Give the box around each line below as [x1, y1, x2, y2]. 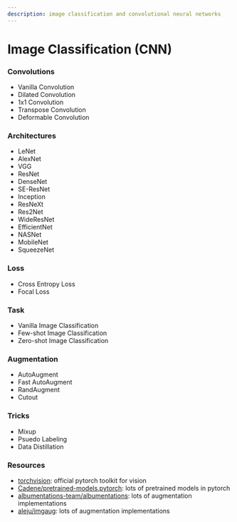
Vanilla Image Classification [17, 322, 99, 329]
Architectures [7, 131, 57, 141]
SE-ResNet [17, 185, 51, 193]
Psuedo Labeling [17, 434, 68, 443]
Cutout [17, 393, 38, 401]
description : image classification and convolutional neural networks [7, 10, 221, 18]
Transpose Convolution [17, 106, 87, 114]
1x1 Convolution [17, 98, 64, 107]
